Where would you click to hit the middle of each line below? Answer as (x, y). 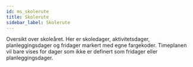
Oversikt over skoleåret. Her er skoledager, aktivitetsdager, (78, 39)
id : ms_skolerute (28, 11)
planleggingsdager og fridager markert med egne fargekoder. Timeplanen (96, 45)
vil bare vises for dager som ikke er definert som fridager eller (82, 52)
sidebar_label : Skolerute (38, 22)
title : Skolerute (28, 17)
